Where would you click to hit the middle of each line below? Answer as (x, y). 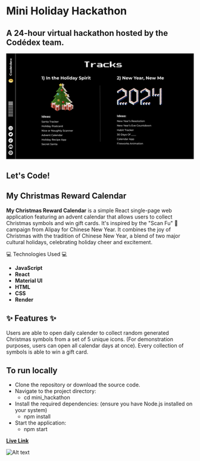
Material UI (29, 280)
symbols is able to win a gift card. (47, 352)
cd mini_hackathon (47, 398)
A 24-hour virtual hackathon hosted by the (87, 33)
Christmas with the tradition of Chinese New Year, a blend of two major (93, 236)
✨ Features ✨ (31, 319)
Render (24, 299)
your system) (31, 410)
